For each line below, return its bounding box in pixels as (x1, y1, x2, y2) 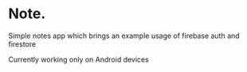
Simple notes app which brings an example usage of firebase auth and (8, 31, 241, 40)
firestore (8, 39, 37, 48)
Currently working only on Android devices (8, 55, 149, 64)
